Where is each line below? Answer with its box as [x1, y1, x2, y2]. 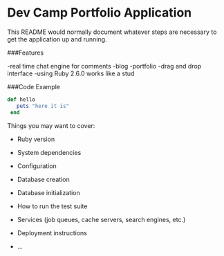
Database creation [17, 175, 71, 183]
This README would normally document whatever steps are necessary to [7, 28, 217, 36]
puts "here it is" [16, 102, 70, 109]
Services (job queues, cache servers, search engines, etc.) [17, 215, 186, 223]
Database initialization [17, 188, 81, 196]
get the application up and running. [7, 35, 107, 43]
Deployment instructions [17, 228, 88, 237]
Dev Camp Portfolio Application [7, 5, 192, 21]
